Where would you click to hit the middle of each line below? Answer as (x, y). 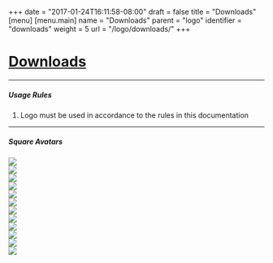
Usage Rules (30, 95)
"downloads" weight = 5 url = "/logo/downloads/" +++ (100, 29)
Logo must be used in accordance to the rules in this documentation (134, 115)
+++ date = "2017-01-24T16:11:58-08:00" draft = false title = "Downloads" (132, 12)
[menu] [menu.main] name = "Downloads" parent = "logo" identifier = (125, 20)
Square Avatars (36, 141)
